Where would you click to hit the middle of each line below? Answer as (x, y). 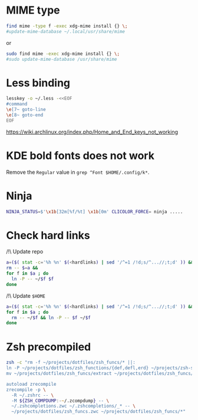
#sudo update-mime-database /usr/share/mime (62, 59)
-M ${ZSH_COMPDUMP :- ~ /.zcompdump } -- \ (60, 401)
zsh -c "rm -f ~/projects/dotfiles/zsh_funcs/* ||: (71, 363)
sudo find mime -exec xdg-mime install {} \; (63, 54)
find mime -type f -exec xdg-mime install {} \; (67, 26)
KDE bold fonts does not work (80, 156)
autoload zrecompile (32, 384)
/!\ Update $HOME (26, 295)
